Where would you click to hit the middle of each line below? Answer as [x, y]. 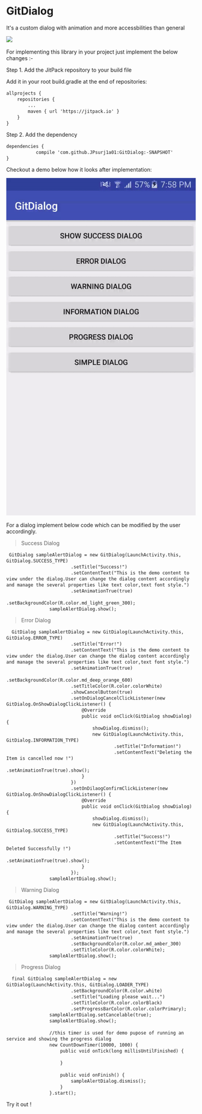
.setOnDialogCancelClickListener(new [118, 698]
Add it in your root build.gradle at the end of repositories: [77, 81]
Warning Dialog [40, 890]
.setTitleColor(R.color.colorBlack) [117, 1003]
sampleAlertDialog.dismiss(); [109, 1082]
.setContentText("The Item [148, 843]
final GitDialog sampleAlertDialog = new [64, 979]
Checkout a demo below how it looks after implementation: [79, 169]
